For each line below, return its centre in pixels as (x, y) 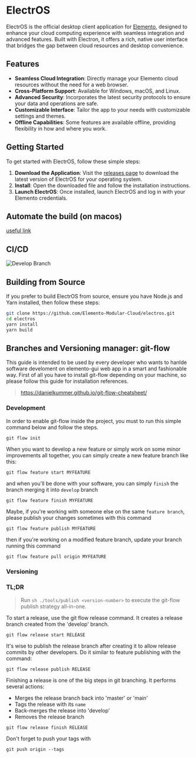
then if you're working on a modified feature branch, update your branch (94, 539)
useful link (19, 230)
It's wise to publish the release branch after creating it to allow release (91, 646)
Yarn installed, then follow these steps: (53, 302)
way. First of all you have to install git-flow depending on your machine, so (96, 375)
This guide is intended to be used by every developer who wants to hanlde (97, 362)
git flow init (24, 438)
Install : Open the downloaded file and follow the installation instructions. (102, 185)
